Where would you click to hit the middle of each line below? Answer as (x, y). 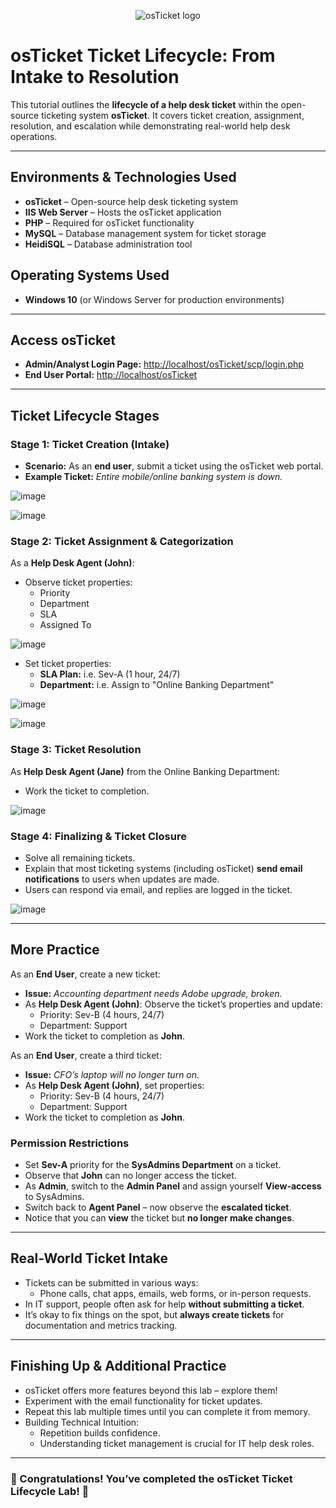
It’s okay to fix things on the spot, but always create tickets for (154, 1314)
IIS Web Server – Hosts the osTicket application (123, 212)
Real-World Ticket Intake (89, 1258)
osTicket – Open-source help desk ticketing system (131, 201)
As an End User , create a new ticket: (85, 974)
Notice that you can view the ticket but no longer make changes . (159, 1218)
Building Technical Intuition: (82, 1422)
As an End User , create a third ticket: (86, 1055)
